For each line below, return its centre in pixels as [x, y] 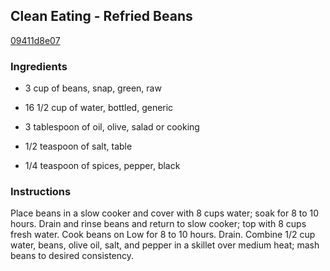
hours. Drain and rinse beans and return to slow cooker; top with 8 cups [158, 224]
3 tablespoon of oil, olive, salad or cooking [112, 127]
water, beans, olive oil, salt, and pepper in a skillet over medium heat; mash [165, 245]
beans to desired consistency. [72, 256]
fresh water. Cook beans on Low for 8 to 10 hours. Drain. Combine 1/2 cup [163, 235]
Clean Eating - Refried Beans [101, 16]
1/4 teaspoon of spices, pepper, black [102, 166]
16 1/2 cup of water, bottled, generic [99, 108]
